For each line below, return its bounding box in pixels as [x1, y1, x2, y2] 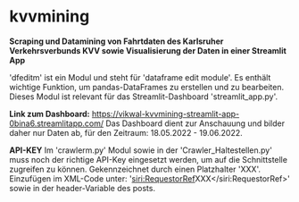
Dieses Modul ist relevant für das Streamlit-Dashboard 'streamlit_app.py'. [9, 91, 278, 102]
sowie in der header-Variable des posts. [9, 182, 156, 193]
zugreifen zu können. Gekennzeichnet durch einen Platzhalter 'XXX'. [9, 164, 262, 174]
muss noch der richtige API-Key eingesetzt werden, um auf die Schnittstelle [9, 154, 288, 164]
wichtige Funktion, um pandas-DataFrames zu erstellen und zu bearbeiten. [9, 81, 285, 92]
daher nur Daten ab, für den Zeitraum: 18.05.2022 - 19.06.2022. [9, 127, 243, 138]
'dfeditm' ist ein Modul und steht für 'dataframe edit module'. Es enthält [9, 72, 271, 82]
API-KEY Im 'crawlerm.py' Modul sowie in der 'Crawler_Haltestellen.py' [9, 145, 272, 156]
